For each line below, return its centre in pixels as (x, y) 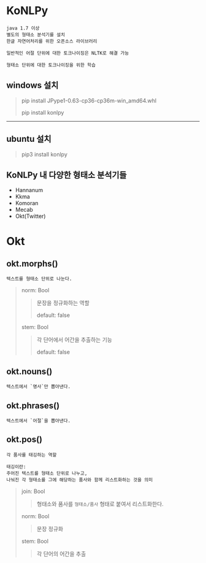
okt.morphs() (32, 264)
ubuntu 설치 (29, 139)
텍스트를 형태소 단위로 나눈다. (39, 279)
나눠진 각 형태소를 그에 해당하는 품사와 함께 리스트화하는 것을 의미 (80, 480)
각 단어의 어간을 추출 (61, 554)
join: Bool (33, 491)
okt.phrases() (33, 406)
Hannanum (29, 190)
